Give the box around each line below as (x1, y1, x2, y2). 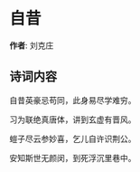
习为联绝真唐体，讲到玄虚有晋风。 (9, 114, 136, 125)
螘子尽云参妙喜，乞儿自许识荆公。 (9, 133, 136, 144)
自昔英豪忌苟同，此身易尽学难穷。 (9, 94, 136, 105)
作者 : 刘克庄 (9, 40, 54, 51)
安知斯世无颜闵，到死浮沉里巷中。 (9, 152, 136, 163)
